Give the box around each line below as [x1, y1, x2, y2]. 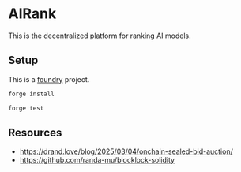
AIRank [8, 5, 57, 23]
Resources [8, 125, 62, 139]
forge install [8, 90, 55, 98]
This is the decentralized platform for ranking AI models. [8, 31, 191, 40]
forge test [8, 104, 44, 112]
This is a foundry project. [8, 74, 90, 84]
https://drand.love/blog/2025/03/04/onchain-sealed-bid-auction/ [19, 147, 233, 156]
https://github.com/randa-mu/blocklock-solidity [19, 155, 175, 165]
